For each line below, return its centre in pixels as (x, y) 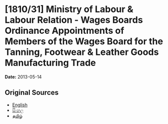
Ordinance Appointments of (65, 31)
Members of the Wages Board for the (84, 42)
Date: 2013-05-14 (23, 77)
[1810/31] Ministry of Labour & (69, 9)
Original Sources (32, 92)
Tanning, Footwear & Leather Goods (82, 52)
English (20, 105)
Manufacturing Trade (50, 63)
